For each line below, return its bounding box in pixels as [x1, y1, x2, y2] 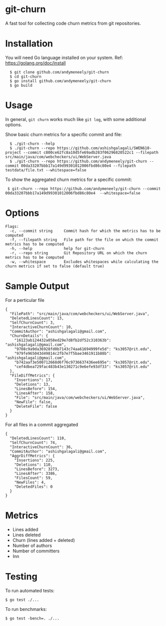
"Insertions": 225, [14, 458, 55, 463]
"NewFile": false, [14, 399, 53, 404]
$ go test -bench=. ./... [5, 616, 59, 621]
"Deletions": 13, [14, 382, 51, 387]
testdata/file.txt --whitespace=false [5, 167, 87, 172]
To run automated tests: [5, 587, 55, 593]
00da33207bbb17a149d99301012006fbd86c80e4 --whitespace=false [5, 191, 141, 196]
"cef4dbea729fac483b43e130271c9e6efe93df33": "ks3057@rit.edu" [14, 364, 150, 369]
